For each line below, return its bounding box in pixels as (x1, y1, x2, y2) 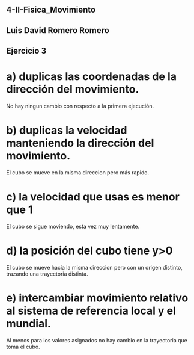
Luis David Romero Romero (6, 25, 109, 35)
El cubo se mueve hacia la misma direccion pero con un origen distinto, (6, 264, 183, 271)
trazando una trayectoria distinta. (6, 270, 88, 277)
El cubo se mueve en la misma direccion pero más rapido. (6, 169, 150, 176)
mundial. (6, 317, 51, 330)
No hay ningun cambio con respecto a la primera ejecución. (6, 102, 154, 110)
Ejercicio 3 (6, 46, 47, 56)
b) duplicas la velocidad (6, 123, 127, 137)
